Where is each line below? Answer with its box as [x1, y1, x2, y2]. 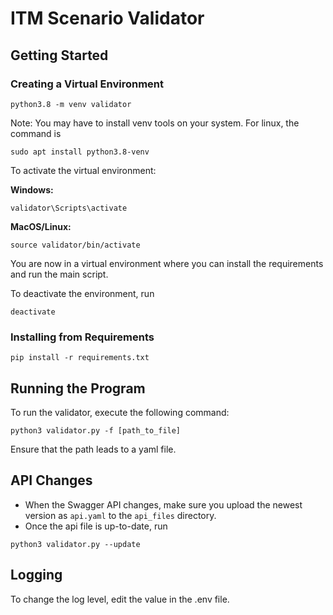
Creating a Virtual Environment [10, 77, 164, 91]
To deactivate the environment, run [10, 287, 155, 299]
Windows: [10, 183, 54, 196]
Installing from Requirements [10, 330, 155, 344]
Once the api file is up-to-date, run [24, 520, 168, 532]
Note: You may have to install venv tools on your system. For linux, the [10, 117, 300, 129]
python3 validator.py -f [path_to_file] [10, 425, 182, 436]
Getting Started [10, 47, 109, 64]
